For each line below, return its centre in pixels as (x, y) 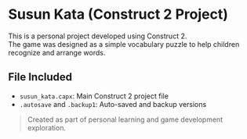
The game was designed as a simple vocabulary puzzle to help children (124, 44)
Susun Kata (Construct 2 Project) (118, 14)
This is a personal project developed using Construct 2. (98, 36)
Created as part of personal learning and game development (125, 119)
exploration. (47, 127)
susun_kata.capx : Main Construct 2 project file (94, 96)
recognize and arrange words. (57, 52)
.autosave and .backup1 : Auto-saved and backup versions (113, 104)
